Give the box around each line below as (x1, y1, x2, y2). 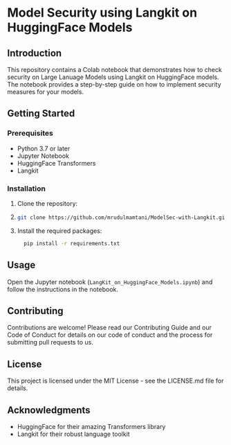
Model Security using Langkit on (7, 5, 198, 21)
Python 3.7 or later (17, 144, 71, 152)
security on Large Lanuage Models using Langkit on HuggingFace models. (7, 73, 219, 81)
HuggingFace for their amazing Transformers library (17, 422, 166, 430)
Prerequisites (7, 128, 53, 138)
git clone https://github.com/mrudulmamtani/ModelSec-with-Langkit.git (17, 213, 228, 221)
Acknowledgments (7, 404, 91, 416)
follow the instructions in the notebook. (7, 285, 119, 293)
